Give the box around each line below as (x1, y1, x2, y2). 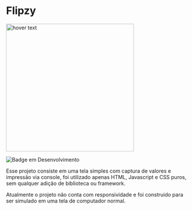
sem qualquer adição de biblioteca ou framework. (6, 180, 126, 187)
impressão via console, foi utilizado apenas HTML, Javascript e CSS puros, (6, 173, 187, 180)
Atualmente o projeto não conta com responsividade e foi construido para (6, 191, 184, 198)
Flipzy (6, 4, 36, 17)
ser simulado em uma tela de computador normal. (6, 197, 126, 204)
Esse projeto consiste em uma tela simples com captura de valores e (6, 167, 171, 174)
